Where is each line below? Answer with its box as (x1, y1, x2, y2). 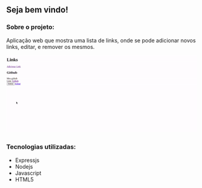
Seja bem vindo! (6, 5, 68, 15)
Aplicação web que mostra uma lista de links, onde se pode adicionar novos (6, 36, 196, 44)
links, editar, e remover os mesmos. (6, 43, 95, 50)
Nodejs (15, 163, 33, 170)
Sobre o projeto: (6, 23, 54, 31)
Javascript (15, 169, 42, 177)
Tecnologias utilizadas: (6, 143, 76, 151)
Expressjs (15, 157, 40, 164)
